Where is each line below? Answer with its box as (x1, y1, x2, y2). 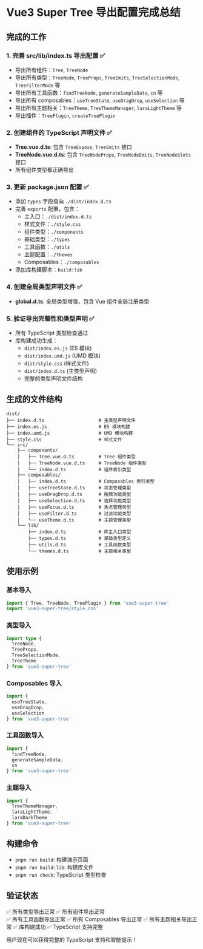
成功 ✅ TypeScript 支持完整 (35, 923, 104, 930)
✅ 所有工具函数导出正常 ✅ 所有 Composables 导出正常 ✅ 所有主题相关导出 (6, 915, 192, 923)
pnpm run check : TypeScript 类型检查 (15, 871, 107, 878)
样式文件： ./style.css (24, 220, 81, 228)
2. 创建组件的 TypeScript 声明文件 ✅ (6, 128, 113, 137)
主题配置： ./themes (24, 251, 73, 258)
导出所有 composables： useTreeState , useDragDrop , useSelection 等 (15, 97, 185, 104)
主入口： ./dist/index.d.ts (24, 213, 92, 220)
